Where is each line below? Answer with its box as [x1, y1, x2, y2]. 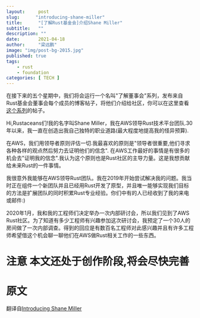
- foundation [17, 70, 49, 75]
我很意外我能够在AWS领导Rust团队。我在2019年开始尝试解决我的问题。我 [6, 175, 187, 182]
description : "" [6, 31, 46, 37]
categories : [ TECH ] [6, 75, 60, 81]
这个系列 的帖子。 [6, 107, 48, 114]
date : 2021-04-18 [6, 36, 65, 42]
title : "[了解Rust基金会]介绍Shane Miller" [6, 20, 123, 26]
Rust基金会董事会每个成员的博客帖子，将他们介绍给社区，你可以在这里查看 [6, 99, 189, 107]
